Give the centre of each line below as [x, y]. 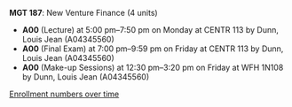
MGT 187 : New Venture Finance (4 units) [83, 13]
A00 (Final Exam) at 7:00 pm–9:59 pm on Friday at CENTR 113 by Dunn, [153, 49]
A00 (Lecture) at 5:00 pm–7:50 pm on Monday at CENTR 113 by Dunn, [150, 30]
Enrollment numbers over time [64, 94]
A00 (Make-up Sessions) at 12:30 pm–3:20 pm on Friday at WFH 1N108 [153, 67]
